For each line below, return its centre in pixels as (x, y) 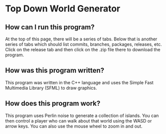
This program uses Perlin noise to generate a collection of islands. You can (82, 116)
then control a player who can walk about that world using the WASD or (79, 121)
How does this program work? (53, 103)
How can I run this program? (50, 27)
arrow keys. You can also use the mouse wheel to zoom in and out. (74, 126)
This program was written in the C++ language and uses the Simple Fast (79, 82)
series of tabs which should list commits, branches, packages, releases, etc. (83, 44)
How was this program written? (55, 70)
